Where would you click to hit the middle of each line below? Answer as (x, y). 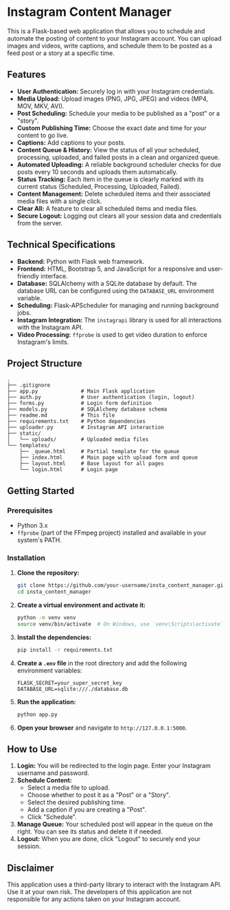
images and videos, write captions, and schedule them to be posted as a (110, 45)
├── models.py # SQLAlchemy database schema (87, 410)
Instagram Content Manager (89, 12)
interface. (54, 276)
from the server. (40, 223)
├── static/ (24, 434)
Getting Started (41, 491)
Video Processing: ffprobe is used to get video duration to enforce (112, 334)
